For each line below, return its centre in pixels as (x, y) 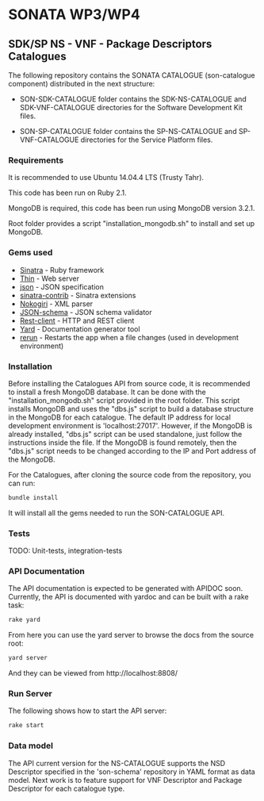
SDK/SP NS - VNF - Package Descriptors (110, 44)
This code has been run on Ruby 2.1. (67, 193)
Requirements (36, 160)
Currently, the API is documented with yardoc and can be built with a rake (128, 597)
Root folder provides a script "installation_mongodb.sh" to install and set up (132, 224)
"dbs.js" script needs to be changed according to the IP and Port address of (132, 450)
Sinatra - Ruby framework (62, 270)
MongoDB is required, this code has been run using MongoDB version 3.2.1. (132, 209)
